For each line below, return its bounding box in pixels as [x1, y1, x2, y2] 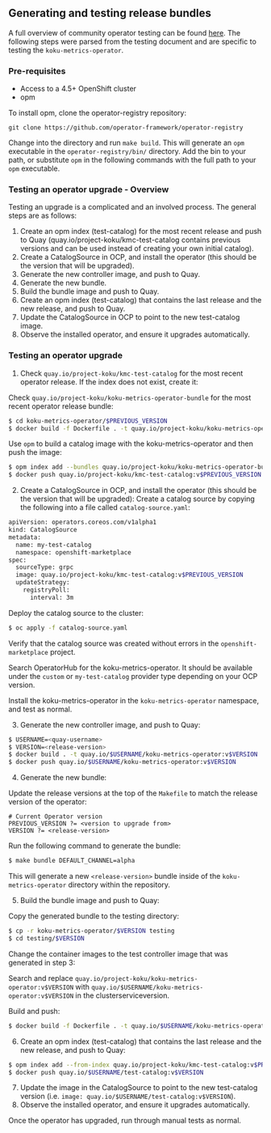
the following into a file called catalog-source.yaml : [19, 503, 191, 512]
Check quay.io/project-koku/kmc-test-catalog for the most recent [19, 368, 244, 378]
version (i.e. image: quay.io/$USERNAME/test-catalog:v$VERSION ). [19, 1092, 236, 1101]
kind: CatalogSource [8, 526, 78, 534]
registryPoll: [23, 586, 70, 594]
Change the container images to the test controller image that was [8, 948, 228, 958]
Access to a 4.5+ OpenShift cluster [19, 84, 137, 94]
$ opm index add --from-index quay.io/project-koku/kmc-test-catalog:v [8, 1060, 254, 1069]
